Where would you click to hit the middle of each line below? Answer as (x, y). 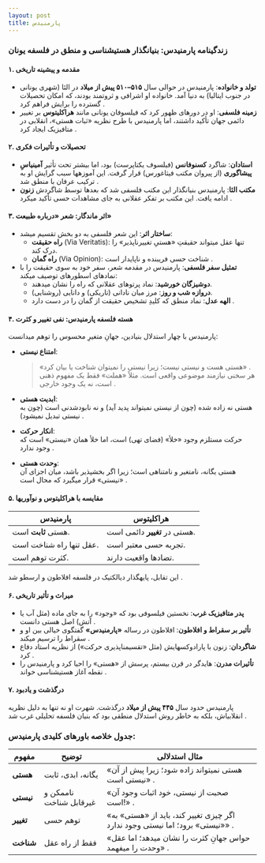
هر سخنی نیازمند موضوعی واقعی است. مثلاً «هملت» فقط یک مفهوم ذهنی (147, 375)
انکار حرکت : (37, 431)
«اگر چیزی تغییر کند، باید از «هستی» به (170, 816)
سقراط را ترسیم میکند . (55, 638)
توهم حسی (62, 820)
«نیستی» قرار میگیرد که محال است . (73, 480)
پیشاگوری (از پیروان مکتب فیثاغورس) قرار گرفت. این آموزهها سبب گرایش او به (136, 173)
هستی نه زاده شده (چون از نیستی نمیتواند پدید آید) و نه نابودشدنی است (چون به (136, 407)
